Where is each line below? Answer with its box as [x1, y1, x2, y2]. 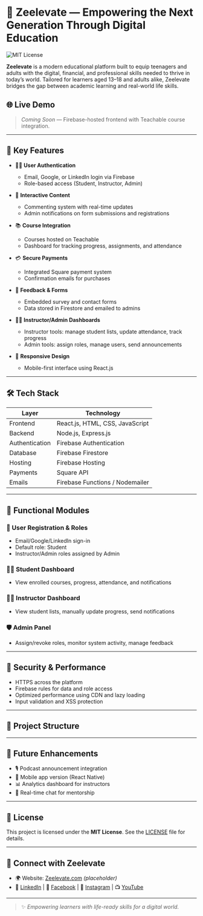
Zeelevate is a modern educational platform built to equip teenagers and [6, 63, 187, 70]
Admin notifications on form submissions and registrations [24, 209, 170, 217]
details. [6, 835, 25, 842]
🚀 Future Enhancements [6, 748, 98, 759]
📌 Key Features [6, 145, 65, 156]
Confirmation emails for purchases [24, 275, 111, 282]
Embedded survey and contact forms [24, 298, 117, 305]
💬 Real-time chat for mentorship [14, 789, 95, 796]
